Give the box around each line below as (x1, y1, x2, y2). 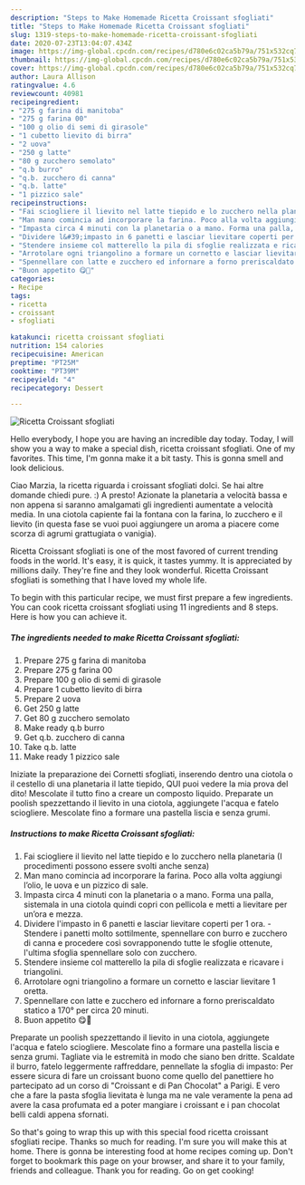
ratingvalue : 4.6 (10, 81, 76, 90)
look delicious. (10, 463, 64, 474)
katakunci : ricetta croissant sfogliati (10, 332, 166, 342)
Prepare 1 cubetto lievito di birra (23, 684, 143, 695)
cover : (10, 64, 35, 73)
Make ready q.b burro (23, 722, 105, 734)
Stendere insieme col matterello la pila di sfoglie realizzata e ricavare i (23, 957, 284, 968)
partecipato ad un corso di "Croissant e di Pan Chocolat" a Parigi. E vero (10, 1080, 281, 1092)
